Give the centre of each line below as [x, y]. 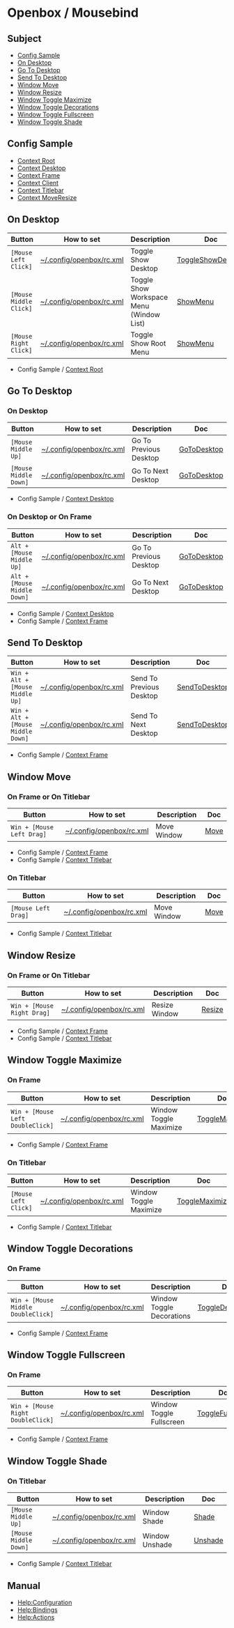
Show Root [148, 343]
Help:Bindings [37, 1610]
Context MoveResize [47, 197]
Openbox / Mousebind [73, 13]
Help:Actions [36, 1617]
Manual [24, 1586]
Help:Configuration [45, 1602]
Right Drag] [31, 1013]
